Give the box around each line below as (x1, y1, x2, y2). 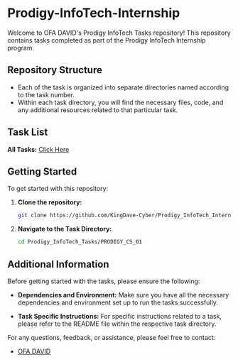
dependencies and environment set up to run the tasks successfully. (17, 298, 218, 307)
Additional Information (7, 258, 109, 270)
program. (7, 43, 35, 52)
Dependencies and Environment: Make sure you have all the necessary (17, 290, 229, 299)
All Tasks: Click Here (7, 145, 70, 153)
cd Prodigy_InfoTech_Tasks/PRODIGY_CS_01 (17, 238, 142, 246)
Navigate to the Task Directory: (17, 225, 112, 234)
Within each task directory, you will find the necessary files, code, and (17, 98, 224, 106)
